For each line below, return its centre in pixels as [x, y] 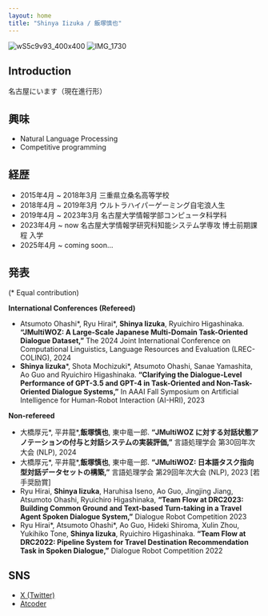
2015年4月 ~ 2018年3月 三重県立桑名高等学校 [94, 195]
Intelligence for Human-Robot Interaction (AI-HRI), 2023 [112, 400]
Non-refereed [32, 415]
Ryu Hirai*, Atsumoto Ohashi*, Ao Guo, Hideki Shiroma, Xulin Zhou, [130, 525]
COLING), [36, 358]
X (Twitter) [37, 595]
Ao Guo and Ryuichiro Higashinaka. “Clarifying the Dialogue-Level [131, 374]
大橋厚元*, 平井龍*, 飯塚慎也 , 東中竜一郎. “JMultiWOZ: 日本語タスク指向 [137, 462]
